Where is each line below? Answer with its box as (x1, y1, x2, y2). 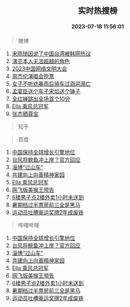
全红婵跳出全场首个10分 (11, 95, 71, 102)
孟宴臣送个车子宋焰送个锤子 (11, 87, 81, 95)
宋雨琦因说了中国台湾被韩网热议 (11, 50, 91, 57)
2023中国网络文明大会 (11, 65, 68, 72)
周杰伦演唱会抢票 (11, 72, 55, 79)
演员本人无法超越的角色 (11, 57, 70, 64)
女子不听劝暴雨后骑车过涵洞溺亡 (11, 80, 91, 87)
